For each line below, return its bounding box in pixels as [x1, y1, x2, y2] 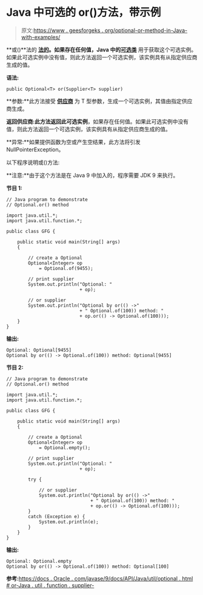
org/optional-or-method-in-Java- [104, 27, 188, 34]
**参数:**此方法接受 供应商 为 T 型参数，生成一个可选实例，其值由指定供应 [6, 97, 193, 105]
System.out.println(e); [38, 519, 99, 525]
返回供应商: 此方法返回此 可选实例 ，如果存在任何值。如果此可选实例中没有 [6, 117, 189, 125]
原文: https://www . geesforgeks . [21, 27, 104, 34]
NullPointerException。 [6, 146, 64, 153]
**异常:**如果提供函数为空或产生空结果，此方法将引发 [6, 138, 141, 145]
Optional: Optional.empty [6, 558, 72, 564]
